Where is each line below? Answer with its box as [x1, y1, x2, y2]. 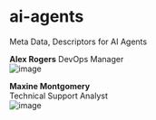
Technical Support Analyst [9, 90, 109, 101]
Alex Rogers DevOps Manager [9, 53, 124, 64]
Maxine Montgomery [9, 80, 91, 91]
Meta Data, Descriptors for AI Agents [9, 36, 148, 47]
